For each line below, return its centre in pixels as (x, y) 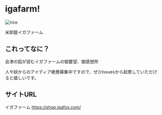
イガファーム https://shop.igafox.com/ (43, 107)
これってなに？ (27, 49)
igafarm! (23, 9)
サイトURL (21, 94)
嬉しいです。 (26, 78)
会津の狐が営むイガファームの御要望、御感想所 (52, 61)
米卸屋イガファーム (24, 32)
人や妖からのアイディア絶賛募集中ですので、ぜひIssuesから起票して (73, 72)
